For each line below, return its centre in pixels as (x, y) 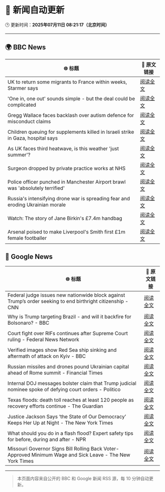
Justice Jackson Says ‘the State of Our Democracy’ (67, 416)
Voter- (111, 449)
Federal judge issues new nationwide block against (66, 295)
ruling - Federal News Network (43, 340)
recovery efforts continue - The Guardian (55, 406)
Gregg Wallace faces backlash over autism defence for (71, 115)
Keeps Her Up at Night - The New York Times (60, 422)
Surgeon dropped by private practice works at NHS (67, 168)
